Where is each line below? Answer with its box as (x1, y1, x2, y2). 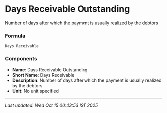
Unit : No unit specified (12, 88, 59, 94)
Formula (5, 32, 26, 39)
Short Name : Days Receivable (12, 72, 75, 78)
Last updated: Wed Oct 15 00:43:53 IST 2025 (5, 102, 98, 108)
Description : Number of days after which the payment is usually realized (12, 77, 162, 83)
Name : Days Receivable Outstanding (12, 66, 88, 73)
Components (5, 55, 37, 62)
